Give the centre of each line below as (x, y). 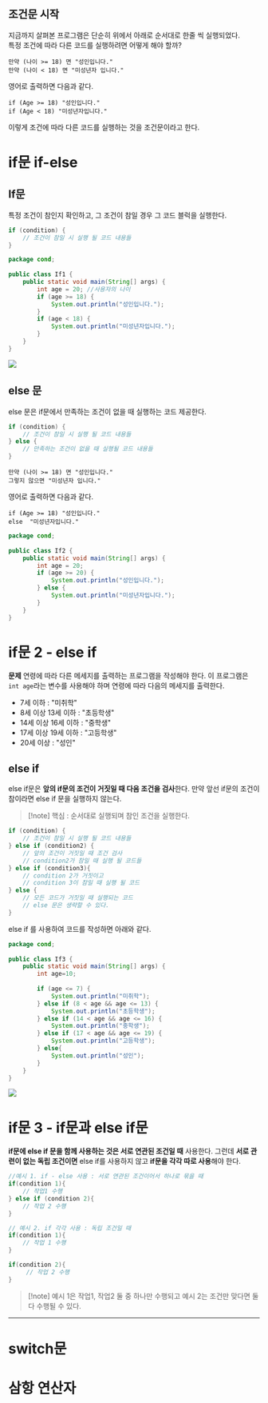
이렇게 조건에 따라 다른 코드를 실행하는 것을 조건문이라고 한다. (104, 127)
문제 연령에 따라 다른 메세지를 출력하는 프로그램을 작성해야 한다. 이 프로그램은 (128, 676)
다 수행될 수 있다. (54, 1305)
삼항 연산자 (42, 1388)
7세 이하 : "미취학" (48, 703)
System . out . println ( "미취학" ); (100, 996)
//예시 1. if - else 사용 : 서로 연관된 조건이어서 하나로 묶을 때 (106, 1177)
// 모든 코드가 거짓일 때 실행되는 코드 (78, 898)
